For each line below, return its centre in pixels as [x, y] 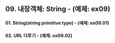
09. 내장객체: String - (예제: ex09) [58, 9]
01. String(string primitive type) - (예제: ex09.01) [57, 23]
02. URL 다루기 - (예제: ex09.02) [39, 35]
